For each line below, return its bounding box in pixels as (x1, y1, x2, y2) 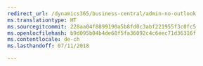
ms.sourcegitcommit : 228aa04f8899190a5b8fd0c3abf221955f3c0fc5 (7, 23, 197, 30)
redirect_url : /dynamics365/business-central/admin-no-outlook (7, 10, 197, 17)
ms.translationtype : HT (7, 17, 77, 24)
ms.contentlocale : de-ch (7, 36, 80, 43)
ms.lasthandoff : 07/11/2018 (7, 42, 90, 49)
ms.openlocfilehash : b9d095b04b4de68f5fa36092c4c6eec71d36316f (7, 29, 197, 37)
